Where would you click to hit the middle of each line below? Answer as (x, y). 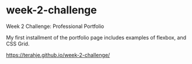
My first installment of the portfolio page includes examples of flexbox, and (96, 37)
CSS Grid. (18, 44)
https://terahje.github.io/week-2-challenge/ (58, 55)
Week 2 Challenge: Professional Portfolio (55, 26)
